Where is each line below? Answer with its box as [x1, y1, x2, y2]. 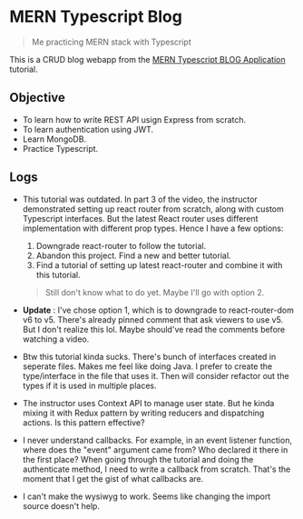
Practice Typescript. [22, 143, 99, 154]
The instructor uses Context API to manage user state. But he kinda [22, 397, 275, 408]
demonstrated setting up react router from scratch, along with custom [22, 203, 284, 215]
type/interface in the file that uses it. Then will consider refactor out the [22, 370, 289, 381]
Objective [9, 90, 66, 105]
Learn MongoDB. [22, 134, 87, 145]
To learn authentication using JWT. [22, 124, 154, 135]
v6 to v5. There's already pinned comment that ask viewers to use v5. [22, 314, 284, 324]
